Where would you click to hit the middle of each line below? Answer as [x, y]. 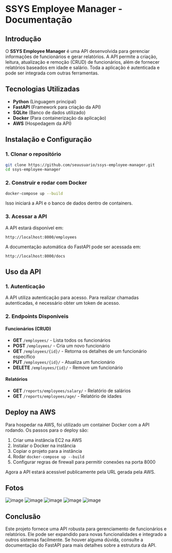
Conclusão [23, 516]
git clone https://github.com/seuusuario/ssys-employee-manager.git [80, 165]
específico [24, 356]
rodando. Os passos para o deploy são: [47, 430]
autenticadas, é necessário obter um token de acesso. [63, 303]
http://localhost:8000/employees [41, 237]
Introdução [23, 39]
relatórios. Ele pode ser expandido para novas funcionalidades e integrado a [86, 534]
